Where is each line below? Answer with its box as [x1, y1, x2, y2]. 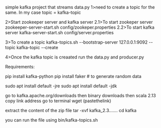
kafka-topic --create [16, 45, 58, 50]
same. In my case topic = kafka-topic [5, 9, 81, 15]
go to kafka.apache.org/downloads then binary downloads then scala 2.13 [5, 93, 156, 98]
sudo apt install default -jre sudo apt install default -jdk [5, 83, 117, 89]
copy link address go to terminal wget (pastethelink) [5, 98, 111, 104]
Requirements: [5, 64, 35, 69]
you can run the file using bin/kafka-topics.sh [5, 117, 98, 123]
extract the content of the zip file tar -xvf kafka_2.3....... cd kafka [5, 108, 137, 113]
